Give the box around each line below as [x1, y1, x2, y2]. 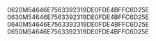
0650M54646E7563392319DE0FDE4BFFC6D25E [7, 27, 149, 36]
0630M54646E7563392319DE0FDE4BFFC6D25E [7, 13, 150, 21]
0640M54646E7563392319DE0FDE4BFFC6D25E [7, 20, 150, 28]
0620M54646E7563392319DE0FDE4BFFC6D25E [7, 6, 150, 14]
